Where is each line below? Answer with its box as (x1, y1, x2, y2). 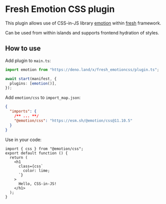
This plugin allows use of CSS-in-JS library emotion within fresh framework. (5, 20, 162, 26)
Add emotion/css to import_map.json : (5, 94, 81, 100)
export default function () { (5, 150, 68, 155)
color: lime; (23, 168, 50, 173)
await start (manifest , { (5, 76, 57, 81)
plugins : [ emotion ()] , (9, 81, 57, 86)
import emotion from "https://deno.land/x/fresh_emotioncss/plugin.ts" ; (5, 67, 160, 72)
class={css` (18, 163, 43, 168)
